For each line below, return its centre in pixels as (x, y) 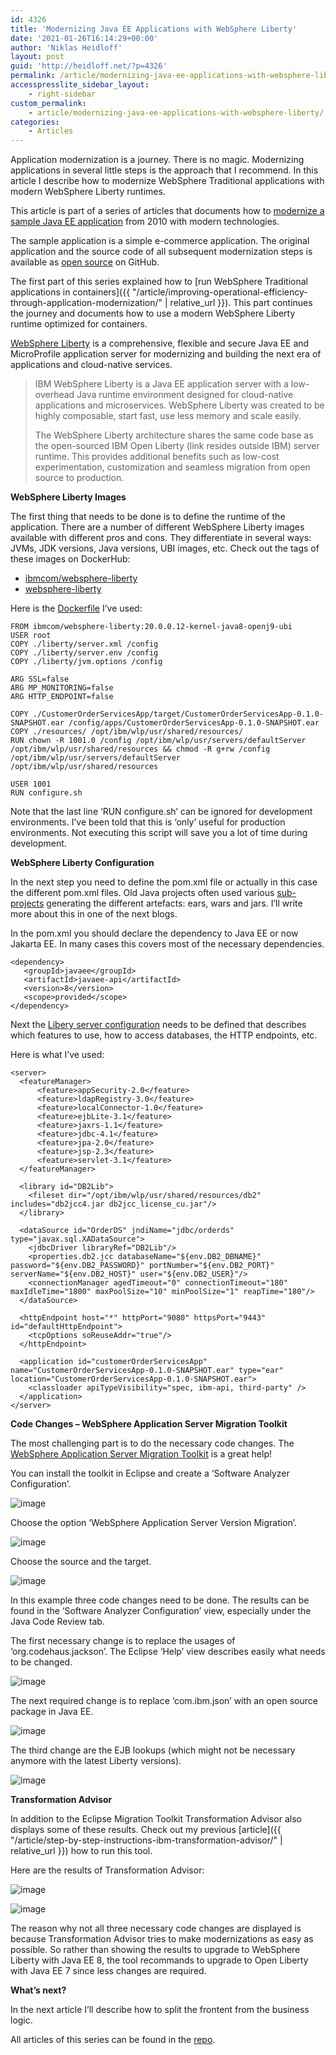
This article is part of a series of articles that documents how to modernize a (167, 211)
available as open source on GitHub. (85, 262)
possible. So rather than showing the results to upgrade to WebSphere (155, 1950)
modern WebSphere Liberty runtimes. (88, 192)
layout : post (37, 57)
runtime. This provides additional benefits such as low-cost (157, 457)
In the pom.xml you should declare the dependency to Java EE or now (154, 933)
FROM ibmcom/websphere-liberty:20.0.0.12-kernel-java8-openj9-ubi (151, 627)
